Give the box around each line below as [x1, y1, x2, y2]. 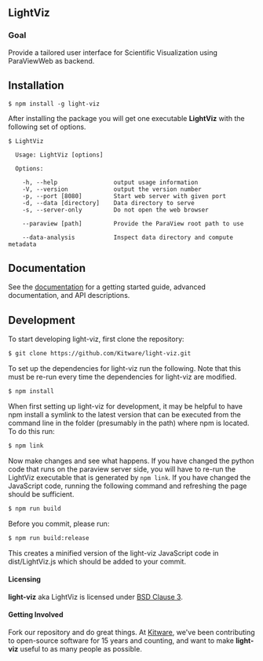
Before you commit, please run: [8, 519, 110, 528]
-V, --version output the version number [22, 185, 202, 193]
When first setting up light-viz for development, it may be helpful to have [8, 401, 243, 411]
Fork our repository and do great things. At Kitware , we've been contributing [8, 627, 255, 637]
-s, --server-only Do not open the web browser [22, 206, 210, 214]
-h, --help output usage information [22, 178, 199, 186]
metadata [8, 240, 37, 248]
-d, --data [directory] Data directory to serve [22, 199, 195, 207]
